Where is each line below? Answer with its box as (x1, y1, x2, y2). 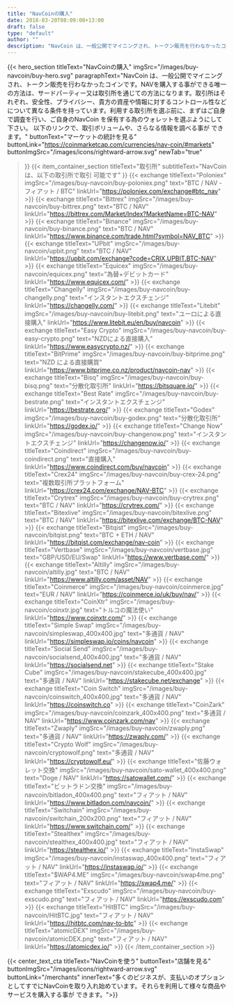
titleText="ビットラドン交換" (24, 782, 106, 790)
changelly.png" (24, 294, 68, 301)
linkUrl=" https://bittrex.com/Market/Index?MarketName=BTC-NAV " (24, 210, 218, 218)
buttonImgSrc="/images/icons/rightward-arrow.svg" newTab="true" (7, 148, 203, 156)
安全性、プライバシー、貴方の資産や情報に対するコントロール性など (31, 98, 227, 105)
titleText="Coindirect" (24, 447, 87, 454)
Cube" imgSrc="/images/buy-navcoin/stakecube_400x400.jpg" (24, 668, 208, 676)
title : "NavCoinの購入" (7, 10, 73, 17)
